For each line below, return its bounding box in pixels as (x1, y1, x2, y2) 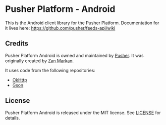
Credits (5, 40, 29, 48)
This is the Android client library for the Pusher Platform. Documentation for (5, 20, 160, 26)
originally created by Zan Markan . (5, 58, 74, 64)
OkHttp (12, 77, 27, 83)
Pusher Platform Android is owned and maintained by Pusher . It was (5, 52, 144, 58)
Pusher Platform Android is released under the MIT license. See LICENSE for (5, 110, 161, 116)
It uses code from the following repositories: (5, 67, 96, 73)
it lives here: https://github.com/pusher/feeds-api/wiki (5, 25, 115, 31)
